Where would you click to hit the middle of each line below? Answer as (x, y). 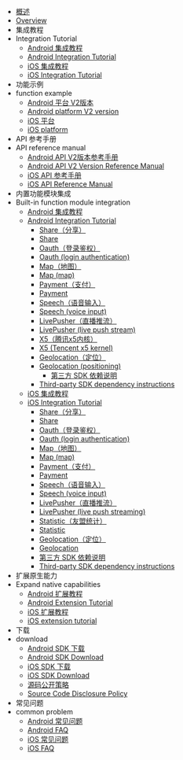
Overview (31, 20)
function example (44, 93)
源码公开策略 (48, 684)
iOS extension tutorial (62, 621)
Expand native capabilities (58, 584)
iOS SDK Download (59, 675)
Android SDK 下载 (56, 648)
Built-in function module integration (73, 202)
